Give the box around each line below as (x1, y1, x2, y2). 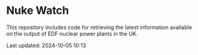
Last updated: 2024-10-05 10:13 (6, 42, 87, 49)
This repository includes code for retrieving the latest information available (6, 24, 193, 31)
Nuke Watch (6, 4, 70, 18)
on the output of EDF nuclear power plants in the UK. (6, 30, 138, 37)
